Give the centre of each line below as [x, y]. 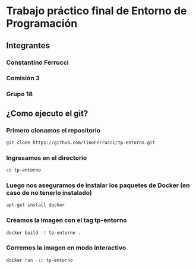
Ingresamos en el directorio [47, 157]
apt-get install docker [36, 205]
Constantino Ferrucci [37, 62]
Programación [42, 23]
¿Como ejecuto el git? [47, 113]
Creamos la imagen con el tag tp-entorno [67, 220]
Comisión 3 [23, 78]
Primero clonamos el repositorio [53, 130]
